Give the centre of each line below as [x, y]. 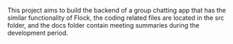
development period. [38, 33]
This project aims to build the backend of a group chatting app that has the [116, 10]
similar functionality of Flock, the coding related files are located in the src [116, 18]
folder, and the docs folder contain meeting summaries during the [103, 25]
